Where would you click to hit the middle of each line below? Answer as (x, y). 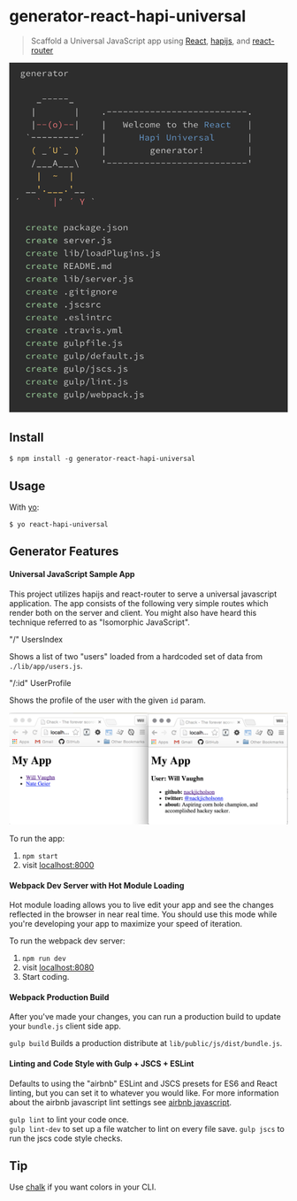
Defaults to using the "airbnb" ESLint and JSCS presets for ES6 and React (144, 1083)
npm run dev (44, 959)
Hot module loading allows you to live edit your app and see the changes (141, 905)
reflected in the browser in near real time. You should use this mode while (143, 914)
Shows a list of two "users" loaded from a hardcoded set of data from (136, 656)
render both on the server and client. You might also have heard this (133, 612)
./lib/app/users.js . (46, 666)
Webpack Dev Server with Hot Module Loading (97, 885)
